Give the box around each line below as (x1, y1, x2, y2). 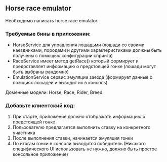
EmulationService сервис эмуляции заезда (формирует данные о (12, 74, 153, 80)
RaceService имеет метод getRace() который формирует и (12, 58, 139, 64)
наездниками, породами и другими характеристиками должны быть (12, 47, 162, 53)
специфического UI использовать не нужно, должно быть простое (12, 146, 157, 152)
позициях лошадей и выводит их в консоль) (12, 80, 108, 86)
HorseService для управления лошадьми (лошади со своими (12, 42, 145, 48)
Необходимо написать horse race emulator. (5, 17, 99, 23)
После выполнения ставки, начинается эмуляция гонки (12, 135, 133, 141)
